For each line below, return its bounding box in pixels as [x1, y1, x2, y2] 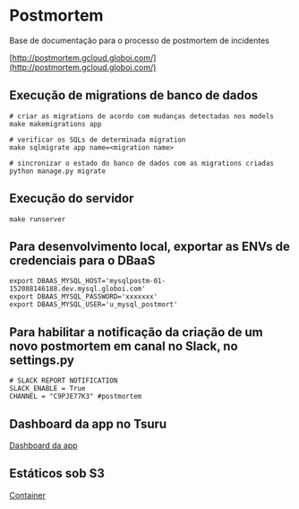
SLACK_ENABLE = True [9, 384, 87, 393]
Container [9, 489, 47, 500]
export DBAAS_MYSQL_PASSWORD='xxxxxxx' [9, 292, 158, 301]
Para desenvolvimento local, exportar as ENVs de [9, 238, 291, 254]
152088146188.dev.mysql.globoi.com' [9, 284, 146, 294]
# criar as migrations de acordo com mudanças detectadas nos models [9, 111, 275, 121]
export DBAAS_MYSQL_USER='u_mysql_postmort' [9, 300, 178, 309]
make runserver [9, 214, 66, 224]
